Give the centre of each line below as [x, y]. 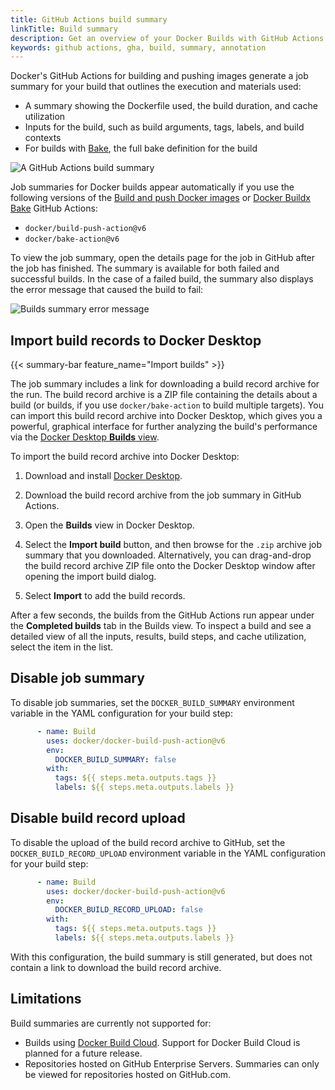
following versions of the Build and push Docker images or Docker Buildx [160, 198]
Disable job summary [77, 678]
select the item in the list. [62, 647]
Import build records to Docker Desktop [136, 340]
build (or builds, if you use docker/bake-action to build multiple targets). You [167, 405]
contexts [43, 138]
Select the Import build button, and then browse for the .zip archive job [173, 545]
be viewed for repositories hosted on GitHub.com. [128, 1074]
